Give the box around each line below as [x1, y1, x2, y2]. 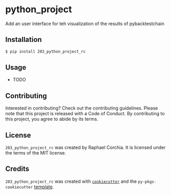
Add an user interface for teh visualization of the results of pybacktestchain [5, 20, 165, 27]
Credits [5, 165, 30, 174]
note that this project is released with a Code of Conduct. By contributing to [5, 111, 165, 117]
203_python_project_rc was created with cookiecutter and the [5, 178, 137, 184]
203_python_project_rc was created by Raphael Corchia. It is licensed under [5, 144, 166, 150]
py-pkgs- [138, 179, 157, 184]
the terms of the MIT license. [5, 150, 67, 156]
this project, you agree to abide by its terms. [5, 116, 98, 122]
